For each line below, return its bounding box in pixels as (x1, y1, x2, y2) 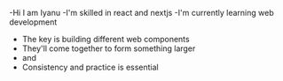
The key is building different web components (21, 34, 190, 44)
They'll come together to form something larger (21, 43, 196, 54)
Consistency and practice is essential (21, 62, 159, 72)
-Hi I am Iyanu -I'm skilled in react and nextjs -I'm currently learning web (9, 8, 274, 18)
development (9, 17, 58, 27)
